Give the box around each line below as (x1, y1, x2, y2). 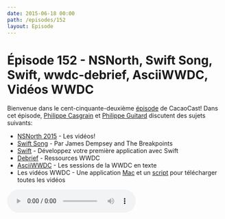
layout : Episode (7, 23, 54, 30)
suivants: (7, 119, 33, 127)
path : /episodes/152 (7, 16, 67, 23)
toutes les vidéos (16, 176, 66, 184)
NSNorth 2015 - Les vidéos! (16, 132, 96, 141)
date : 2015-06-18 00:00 (7, 10, 75, 17)
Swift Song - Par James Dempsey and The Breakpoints (16, 139, 173, 148)
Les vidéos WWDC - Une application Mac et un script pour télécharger (16, 169, 217, 177)
